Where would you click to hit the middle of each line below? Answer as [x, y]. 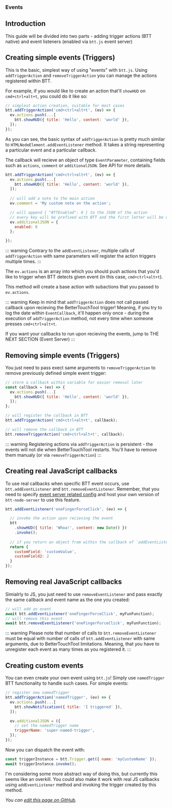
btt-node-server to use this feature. [43, 500]
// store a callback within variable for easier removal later [74, 382]
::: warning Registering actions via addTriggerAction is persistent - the [79, 444]
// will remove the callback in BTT [44, 429]
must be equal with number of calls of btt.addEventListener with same [80, 639]
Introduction [26, 24]
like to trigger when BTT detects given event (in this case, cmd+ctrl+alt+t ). [84, 277]
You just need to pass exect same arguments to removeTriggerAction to [81, 368]
